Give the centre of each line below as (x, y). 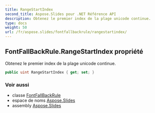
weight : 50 (16, 28)
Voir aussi (17, 84)
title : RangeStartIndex (29, 9)
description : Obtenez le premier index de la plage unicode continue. (78, 18)
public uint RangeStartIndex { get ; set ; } (50, 72)
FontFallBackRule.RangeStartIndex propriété (74, 52)
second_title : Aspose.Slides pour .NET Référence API (61, 14)
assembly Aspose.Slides (37, 105)
